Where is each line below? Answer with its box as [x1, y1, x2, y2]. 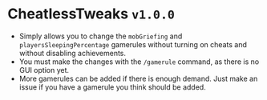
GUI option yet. [18, 65, 70, 74]
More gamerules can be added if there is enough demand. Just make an [18, 74, 258, 83]
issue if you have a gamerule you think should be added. [18, 82, 206, 92]
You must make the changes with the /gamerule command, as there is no [18, 57, 260, 66]
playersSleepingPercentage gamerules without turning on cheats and [18, 39, 248, 49]
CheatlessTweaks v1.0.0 [7, 5, 176, 23]
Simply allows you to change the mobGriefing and [18, 31, 183, 41]
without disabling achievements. [18, 48, 126, 58]
